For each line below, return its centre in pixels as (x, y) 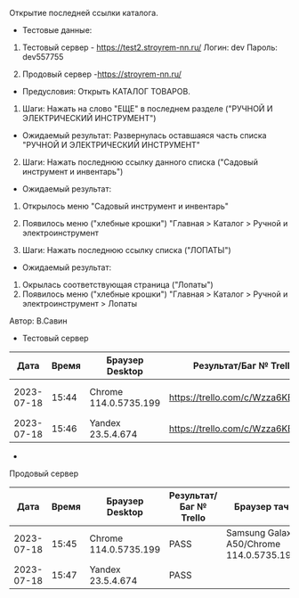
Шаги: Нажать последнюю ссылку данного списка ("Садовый (140, 162)
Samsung (246, 532)
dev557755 (43, 57)
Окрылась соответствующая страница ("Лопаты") (117, 285)
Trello (194, 518)
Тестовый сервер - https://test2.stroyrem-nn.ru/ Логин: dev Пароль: (150, 47)
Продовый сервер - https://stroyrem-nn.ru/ (102, 74)
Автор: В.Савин (38, 321)
